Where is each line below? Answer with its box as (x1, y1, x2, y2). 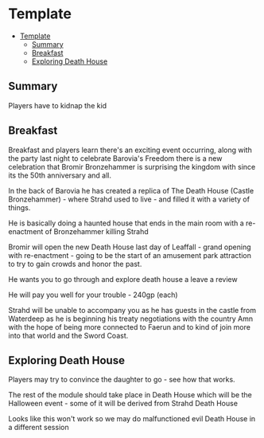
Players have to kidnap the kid (8, 100, 107, 110)
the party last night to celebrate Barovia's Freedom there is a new (8, 153, 223, 163)
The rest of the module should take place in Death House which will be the (8, 390, 252, 400)
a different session (8, 423, 69, 432)
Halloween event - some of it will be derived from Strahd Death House (8, 399, 239, 409)
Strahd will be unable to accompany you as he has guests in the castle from (8, 305, 257, 315)
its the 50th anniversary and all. (8, 170, 111, 180)
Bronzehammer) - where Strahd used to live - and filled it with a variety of (8, 194, 250, 204)
